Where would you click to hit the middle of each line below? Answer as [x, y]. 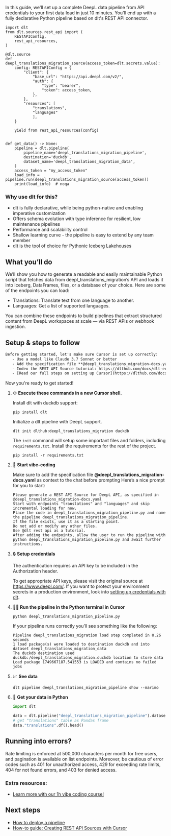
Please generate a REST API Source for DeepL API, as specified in [85, 495]
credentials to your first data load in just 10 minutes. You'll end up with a [81, 13]
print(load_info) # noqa [42, 184]
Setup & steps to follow [42, 342]
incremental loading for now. [45, 508]
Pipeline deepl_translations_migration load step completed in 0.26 [87, 635]
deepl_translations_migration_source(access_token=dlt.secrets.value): [83, 63]
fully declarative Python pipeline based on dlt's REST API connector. [77, 18]
